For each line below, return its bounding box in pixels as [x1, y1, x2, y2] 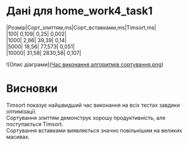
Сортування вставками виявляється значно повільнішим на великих [6, 127, 183, 134]
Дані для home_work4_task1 [6, 4, 153, 18]
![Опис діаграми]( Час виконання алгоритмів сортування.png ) [6, 61, 163, 68]
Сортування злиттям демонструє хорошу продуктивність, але [6, 114, 166, 121]
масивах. [6, 133, 30, 140]
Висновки [6, 82, 58, 95]
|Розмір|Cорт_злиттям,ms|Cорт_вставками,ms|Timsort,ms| [6, 24, 157, 31]
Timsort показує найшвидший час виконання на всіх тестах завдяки [6, 101, 180, 109]
